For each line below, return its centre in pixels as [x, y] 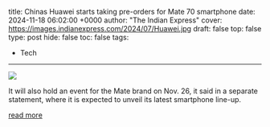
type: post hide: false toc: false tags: [69, 37]
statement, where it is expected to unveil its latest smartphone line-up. [125, 99]
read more [25, 115]
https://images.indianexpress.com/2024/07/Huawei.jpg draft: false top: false [135, 29]
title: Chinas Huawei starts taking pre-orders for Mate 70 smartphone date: [132, 12]
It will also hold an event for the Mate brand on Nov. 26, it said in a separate [133, 91]
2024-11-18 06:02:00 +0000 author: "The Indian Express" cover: [115, 20]
